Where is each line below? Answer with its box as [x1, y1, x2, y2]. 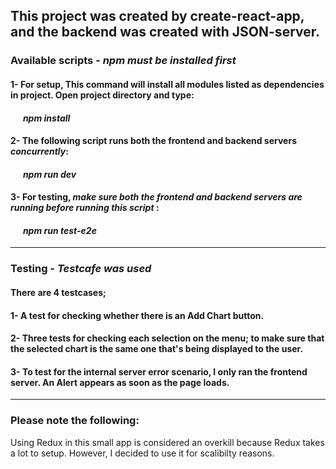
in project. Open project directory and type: [10, 89, 195, 101]
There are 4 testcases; [10, 287, 107, 298]
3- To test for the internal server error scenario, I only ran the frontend [10, 365, 308, 378]
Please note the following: [10, 414, 140, 428]
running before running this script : [10, 202, 160, 214]
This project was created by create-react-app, [10, 8, 305, 25]
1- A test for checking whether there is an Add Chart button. [10, 309, 265, 321]
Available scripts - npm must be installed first [10, 54, 237, 68]
